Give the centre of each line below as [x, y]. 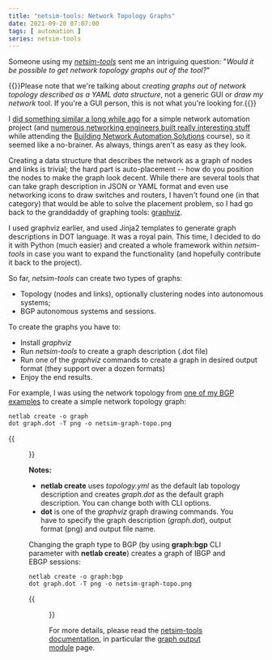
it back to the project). [45, 263]
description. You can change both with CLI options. [126, 503]
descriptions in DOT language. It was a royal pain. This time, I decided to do [134, 237]
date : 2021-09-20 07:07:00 [54, 24]
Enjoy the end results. [56, 377]
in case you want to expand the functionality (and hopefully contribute [144, 254]
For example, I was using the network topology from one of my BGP [121, 393]
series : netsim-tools [45, 39]
